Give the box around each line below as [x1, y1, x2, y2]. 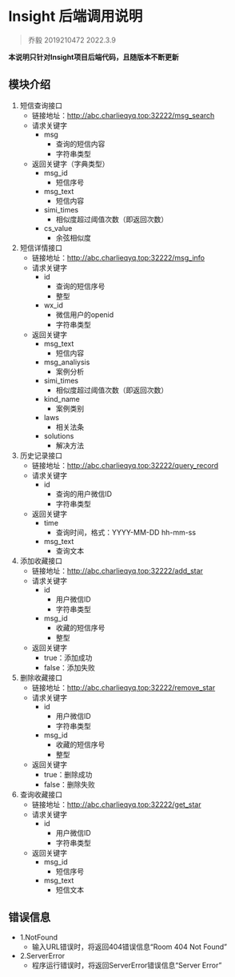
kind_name [43, 394, 80, 403]
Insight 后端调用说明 [8, 7, 143, 26]
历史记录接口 [19, 451, 62, 460]
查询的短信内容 [55, 139, 106, 149]
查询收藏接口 [19, 789, 62, 799]
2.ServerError [19, 951, 66, 960]
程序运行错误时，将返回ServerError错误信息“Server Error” [31, 960, 222, 970]
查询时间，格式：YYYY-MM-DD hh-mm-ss [55, 527, 197, 537]
